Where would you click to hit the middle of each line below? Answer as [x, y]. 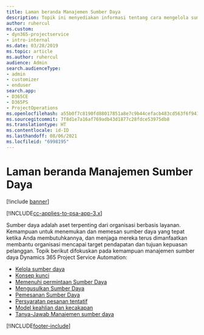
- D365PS [17, 102]
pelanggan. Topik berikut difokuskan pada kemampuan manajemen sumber [100, 251]
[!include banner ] [28, 201]
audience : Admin [27, 63]
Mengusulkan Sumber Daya [50, 288]
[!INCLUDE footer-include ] [39, 326]
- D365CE [17, 96]
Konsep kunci [32, 275]
